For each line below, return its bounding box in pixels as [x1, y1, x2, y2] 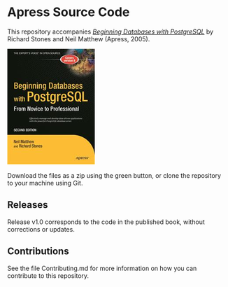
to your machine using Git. [7, 178, 83, 187]
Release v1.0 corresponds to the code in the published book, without [7, 218, 205, 226]
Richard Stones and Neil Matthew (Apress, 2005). [7, 34, 150, 43]
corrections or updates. [7, 225, 75, 233]
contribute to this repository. [7, 271, 90, 280]
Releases [7, 199, 48, 211]
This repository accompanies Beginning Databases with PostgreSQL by [7, 27, 214, 36]
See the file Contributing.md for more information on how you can [7, 264, 197, 272]
